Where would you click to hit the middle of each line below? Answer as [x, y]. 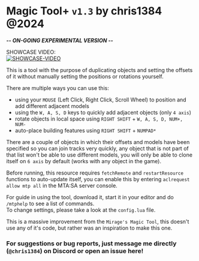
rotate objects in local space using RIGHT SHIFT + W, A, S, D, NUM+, [99, 119]
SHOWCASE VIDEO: [31, 52]
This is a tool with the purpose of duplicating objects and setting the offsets [99, 70]
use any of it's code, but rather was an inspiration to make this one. [89, 228]
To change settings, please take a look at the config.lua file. [81, 210]
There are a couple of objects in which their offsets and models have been [98, 142]
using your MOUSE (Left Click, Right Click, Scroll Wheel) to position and [101, 100]
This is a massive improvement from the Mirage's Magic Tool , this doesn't [98, 221]
